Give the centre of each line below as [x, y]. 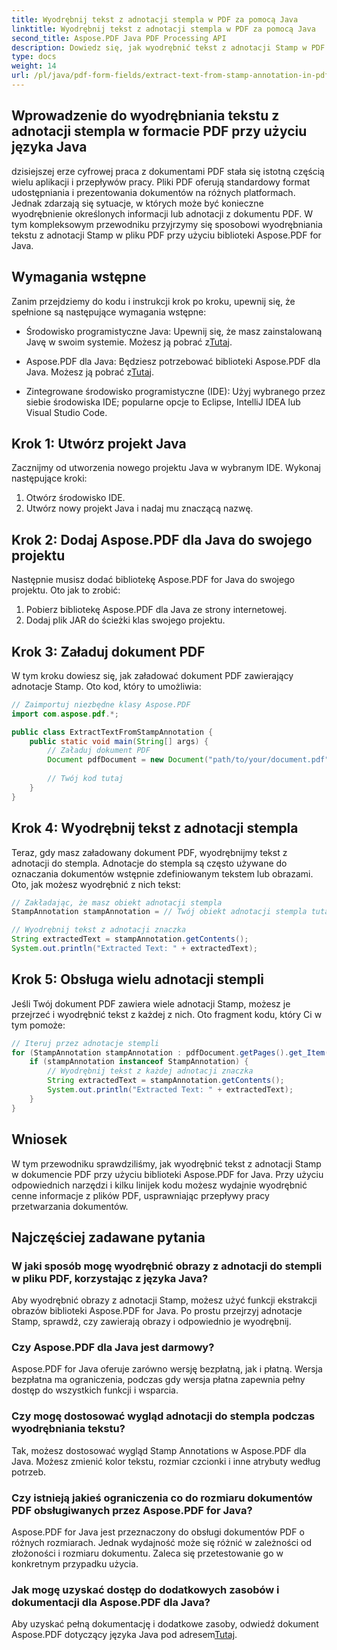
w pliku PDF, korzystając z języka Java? [110, 1278]
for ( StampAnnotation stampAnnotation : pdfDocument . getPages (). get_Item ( [170, 1052]
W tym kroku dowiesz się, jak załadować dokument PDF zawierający [152, 675]
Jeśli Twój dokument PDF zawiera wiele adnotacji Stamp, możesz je [151, 1003]
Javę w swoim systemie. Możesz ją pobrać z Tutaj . [129, 342]
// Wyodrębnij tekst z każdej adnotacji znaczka [150, 1071]
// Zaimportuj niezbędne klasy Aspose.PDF [101, 704]
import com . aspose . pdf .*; [65, 714]
